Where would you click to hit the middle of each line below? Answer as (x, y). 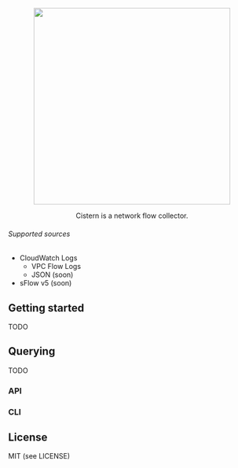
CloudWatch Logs (48, 258)
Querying (32, 351)
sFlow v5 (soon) (46, 283)
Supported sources (39, 234)
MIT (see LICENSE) (39, 456)
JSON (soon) (52, 275)
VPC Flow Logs (56, 267)
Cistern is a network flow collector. (132, 216)
